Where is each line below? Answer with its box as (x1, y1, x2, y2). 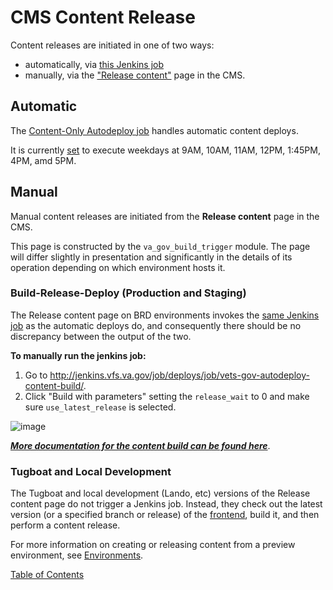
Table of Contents (10, 569, 85, 581)
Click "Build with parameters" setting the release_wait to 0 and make (24, 390, 310, 402)
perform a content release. (10, 519, 121, 531)
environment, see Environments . (10, 549, 144, 561)
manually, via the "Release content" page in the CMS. (24, 69, 246, 81)
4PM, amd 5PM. (10, 154, 77, 166)
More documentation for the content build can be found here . (10, 439, 271, 451)
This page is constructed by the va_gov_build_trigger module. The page (10, 240, 311, 252)
